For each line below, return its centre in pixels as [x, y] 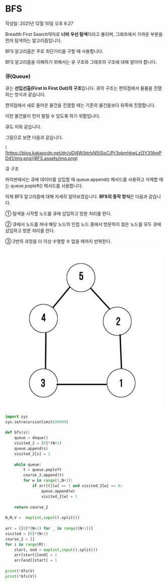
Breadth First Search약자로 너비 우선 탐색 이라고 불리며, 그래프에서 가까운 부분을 [84, 34]
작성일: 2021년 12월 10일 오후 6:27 [39, 23]
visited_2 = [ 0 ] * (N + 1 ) [38, 443]
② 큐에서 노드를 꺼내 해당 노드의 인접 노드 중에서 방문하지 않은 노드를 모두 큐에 [83, 224]
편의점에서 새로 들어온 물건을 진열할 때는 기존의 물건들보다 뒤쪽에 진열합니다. [80, 105]
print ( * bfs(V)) [21, 576]
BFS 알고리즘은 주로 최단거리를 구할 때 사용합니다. [54, 51]
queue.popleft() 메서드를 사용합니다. [47, 186]
